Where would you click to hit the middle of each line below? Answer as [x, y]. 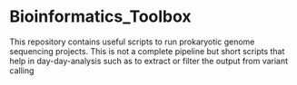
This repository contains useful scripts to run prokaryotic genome [132, 42]
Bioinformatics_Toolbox [101, 17]
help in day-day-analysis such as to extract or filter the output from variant [149, 61]
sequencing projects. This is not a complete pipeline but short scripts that [147, 51]
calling [22, 71]
